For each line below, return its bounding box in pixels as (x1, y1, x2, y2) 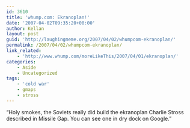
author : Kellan (6, 25, 44, 32)
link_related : (6, 48, 42, 54)
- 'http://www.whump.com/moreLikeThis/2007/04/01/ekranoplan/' (17, 53, 179, 59)
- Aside (17, 64, 36, 71)
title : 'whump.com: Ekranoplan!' (6, 14, 90, 20)
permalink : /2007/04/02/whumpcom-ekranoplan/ (6, 42, 122, 48)
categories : (6, 59, 36, 65)
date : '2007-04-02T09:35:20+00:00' (6, 20, 96, 26)
